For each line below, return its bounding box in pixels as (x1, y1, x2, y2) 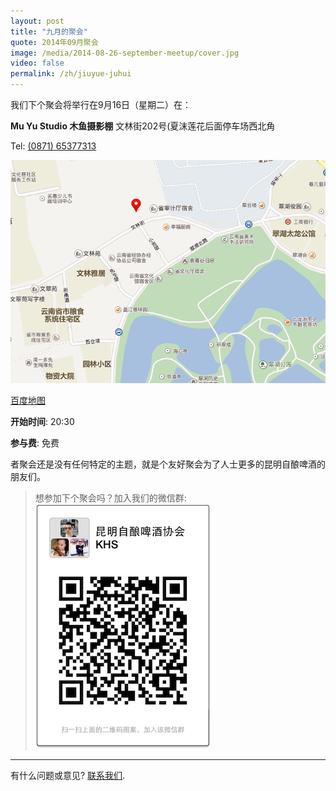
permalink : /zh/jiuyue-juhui (10, 69, 132, 79)
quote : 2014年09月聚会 (10, 37, 99, 47)
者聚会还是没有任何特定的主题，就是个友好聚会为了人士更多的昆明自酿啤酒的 (10, 458, 326, 470)
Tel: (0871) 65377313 (10, 140, 97, 152)
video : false (10, 58, 65, 69)
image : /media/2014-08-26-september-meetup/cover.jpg (10, 48, 240, 58)
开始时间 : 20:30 (10, 416, 75, 428)
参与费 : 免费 (10, 437, 60, 449)
